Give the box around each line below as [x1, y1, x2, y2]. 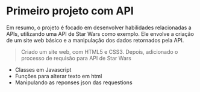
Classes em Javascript [14, 66, 72, 73]
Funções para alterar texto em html [14, 72, 102, 79]
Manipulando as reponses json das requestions [14, 79, 133, 86]
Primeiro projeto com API [6, 4, 134, 18]
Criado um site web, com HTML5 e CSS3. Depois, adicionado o [20, 48, 178, 55]
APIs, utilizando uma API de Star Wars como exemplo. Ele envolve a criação [6, 30, 195, 37]
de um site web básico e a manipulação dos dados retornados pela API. [6, 36, 184, 44]
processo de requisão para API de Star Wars [20, 54, 131, 62]
